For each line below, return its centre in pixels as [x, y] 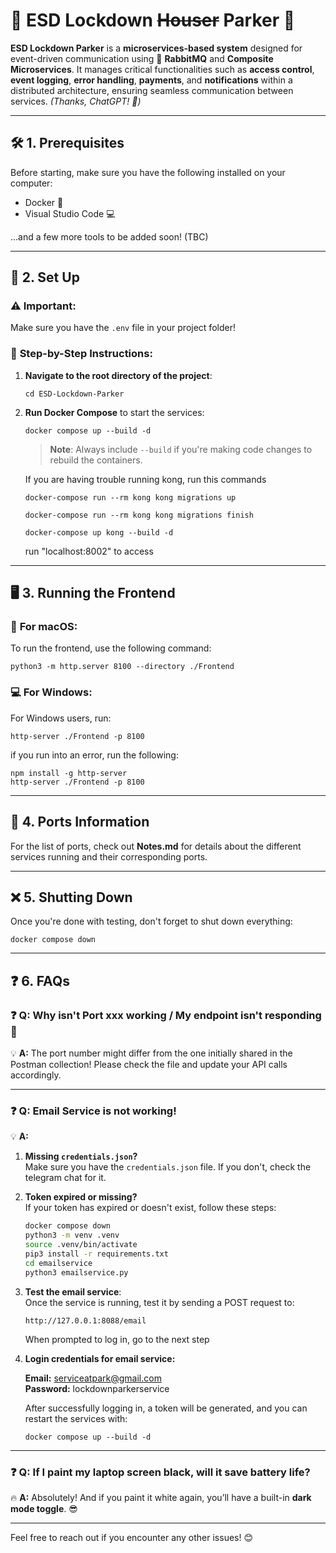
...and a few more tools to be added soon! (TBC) [109, 236]
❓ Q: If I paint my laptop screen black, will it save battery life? [160, 1472]
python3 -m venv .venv [72, 1235]
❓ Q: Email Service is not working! [93, 1111]
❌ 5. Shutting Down [71, 897]
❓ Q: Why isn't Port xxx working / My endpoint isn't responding [166, 1015]
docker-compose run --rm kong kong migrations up [130, 497]
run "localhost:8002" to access [89, 551]
